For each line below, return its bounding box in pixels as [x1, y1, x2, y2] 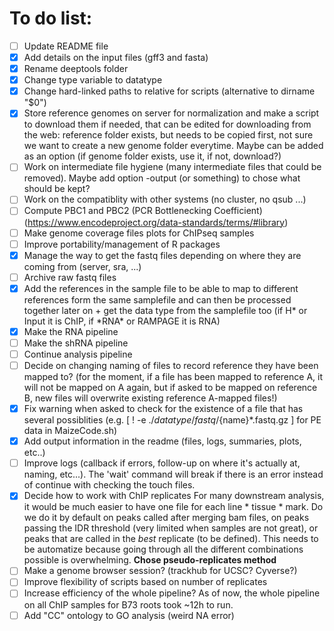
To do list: [9, 7, 93, 30]
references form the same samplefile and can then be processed [23, 293, 292, 306]
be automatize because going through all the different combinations [23, 543, 304, 556]
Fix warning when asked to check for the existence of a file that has [23, 403, 304, 415]
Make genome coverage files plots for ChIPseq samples [23, 227, 255, 239]
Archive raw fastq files [23, 271, 117, 283]
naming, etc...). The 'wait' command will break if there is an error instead [23, 468, 324, 481]
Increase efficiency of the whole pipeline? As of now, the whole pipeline [23, 587, 321, 599]
